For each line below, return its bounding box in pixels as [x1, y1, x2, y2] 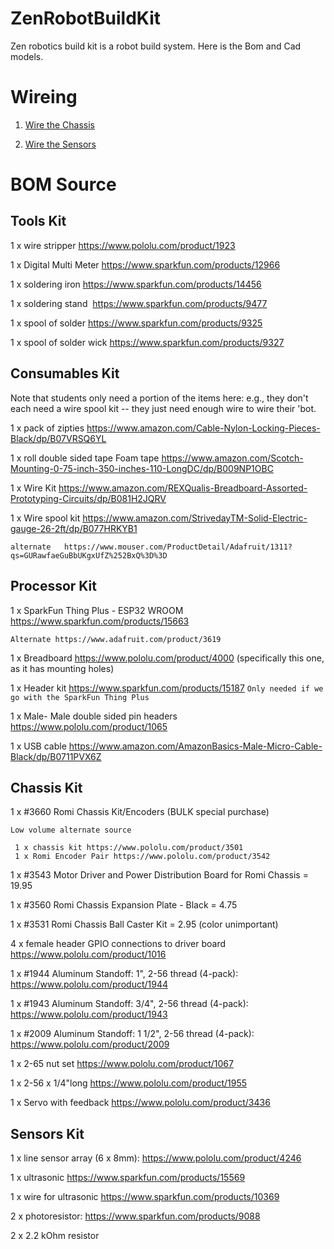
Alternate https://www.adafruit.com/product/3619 [10, 634, 222, 644]
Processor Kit [10, 578, 97, 595]
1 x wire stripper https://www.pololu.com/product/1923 [10, 239, 236, 251]
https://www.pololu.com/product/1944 [10, 978, 168, 991]
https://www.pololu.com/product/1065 [10, 720, 168, 732]
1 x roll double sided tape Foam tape [10, 452, 160, 464]
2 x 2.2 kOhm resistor [10, 1230, 100, 1242]
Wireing [10, 86, 78, 109]
